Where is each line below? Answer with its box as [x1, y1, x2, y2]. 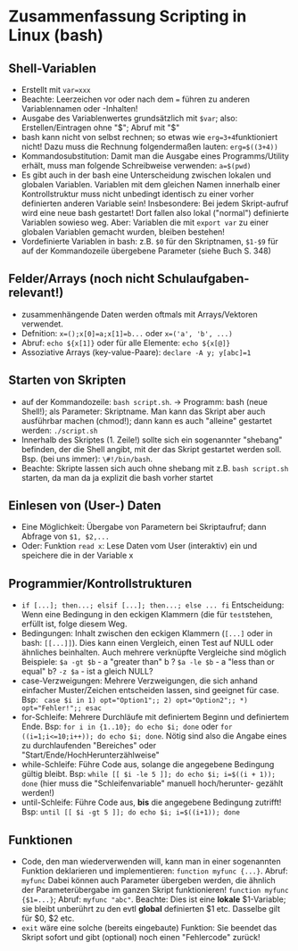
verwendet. [21, 318, 63, 329]
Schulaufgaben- [156, 271, 250, 286]
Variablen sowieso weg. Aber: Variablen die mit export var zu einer [21, 217, 269, 227]
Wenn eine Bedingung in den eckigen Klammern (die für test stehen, [21, 609, 273, 620]
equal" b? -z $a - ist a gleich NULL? [21, 666, 153, 677]
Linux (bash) [8, 25, 104, 45]
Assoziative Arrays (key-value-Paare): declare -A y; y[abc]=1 [21, 346, 252, 358]
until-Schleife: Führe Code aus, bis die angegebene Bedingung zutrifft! [21, 797, 282, 808]
